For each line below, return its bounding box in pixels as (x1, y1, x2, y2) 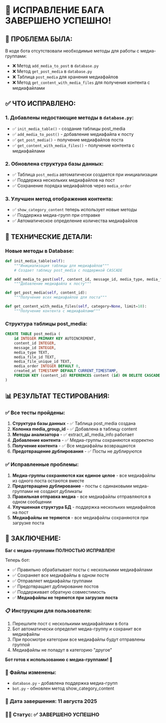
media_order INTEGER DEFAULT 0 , (14, 364, 81, 369)
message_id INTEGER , (14, 345, 56, 350)
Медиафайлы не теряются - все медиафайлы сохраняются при (12, 514, 149, 520)
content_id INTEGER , (14, 341, 56, 346)
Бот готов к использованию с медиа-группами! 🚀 (5, 657, 113, 663)
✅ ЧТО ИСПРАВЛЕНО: (5, 99, 76, 108)
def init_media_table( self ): (5, 258, 65, 263)
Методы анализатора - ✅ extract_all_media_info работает (12, 431, 134, 438)
